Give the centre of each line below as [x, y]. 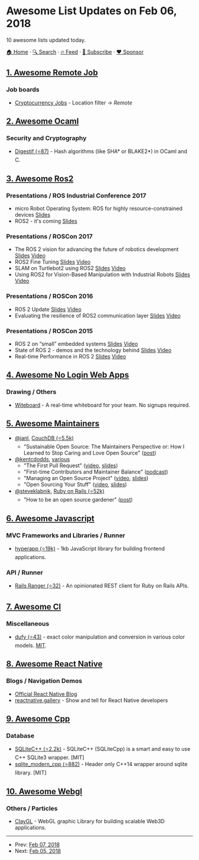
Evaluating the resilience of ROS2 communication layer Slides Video [97, 315]
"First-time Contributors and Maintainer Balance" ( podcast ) [96, 472]
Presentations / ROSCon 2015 [49, 331]
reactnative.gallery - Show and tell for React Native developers [91, 700]
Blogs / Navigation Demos [44, 681]
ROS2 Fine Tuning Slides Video [52, 262]
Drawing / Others [31, 392]
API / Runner [25, 572]
